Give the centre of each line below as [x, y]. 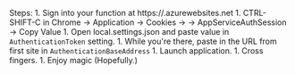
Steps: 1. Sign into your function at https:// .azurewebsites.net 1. [125, 13]
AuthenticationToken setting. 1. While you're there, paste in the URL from [143, 41]
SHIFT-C [25, 22]
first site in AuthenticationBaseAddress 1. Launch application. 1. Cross [136, 51]
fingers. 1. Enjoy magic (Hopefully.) [74, 60]
